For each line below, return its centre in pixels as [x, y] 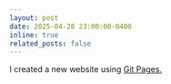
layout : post [34, 18]
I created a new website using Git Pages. [85, 69]
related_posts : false [50, 43]
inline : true [34, 35]
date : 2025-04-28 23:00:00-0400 [70, 26]
